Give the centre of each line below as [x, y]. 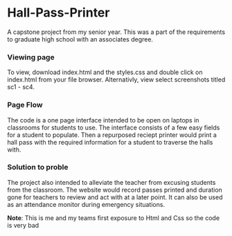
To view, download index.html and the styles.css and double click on [105, 72]
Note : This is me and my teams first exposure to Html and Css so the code [114, 218]
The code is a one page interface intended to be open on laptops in [103, 120]
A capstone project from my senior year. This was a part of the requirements [116, 32]
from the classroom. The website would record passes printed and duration [115, 190]
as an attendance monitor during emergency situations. [86, 204]
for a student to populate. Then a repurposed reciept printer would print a [112, 135]
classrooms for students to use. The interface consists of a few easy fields [114, 127]
